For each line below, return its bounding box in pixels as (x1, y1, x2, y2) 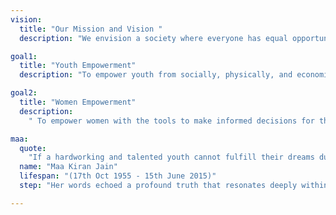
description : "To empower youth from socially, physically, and (19, 70, 293, 80)
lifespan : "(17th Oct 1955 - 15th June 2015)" (19, 171, 217, 181)
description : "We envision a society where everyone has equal (19, 33, 288, 43)
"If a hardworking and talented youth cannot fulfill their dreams (28, 152, 315, 163)
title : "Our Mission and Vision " (19, 24, 163, 34)
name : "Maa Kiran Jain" (19, 162, 118, 172)
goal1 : (10, 51, 38, 61)
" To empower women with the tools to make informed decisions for (28, 116, 315, 126)
